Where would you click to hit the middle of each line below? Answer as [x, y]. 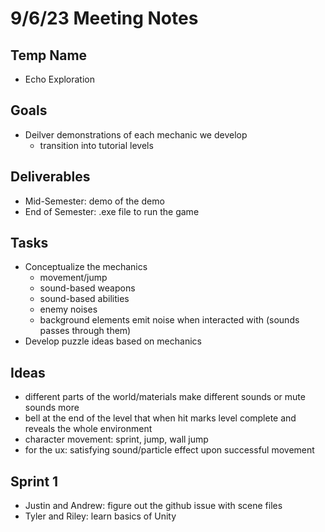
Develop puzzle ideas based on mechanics [113, 341]
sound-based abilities [84, 299]
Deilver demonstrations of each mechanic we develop [136, 134]
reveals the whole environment [88, 429]
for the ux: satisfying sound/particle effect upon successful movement [169, 450]
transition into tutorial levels [96, 145]
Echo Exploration [60, 79]
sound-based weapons [87, 288]
